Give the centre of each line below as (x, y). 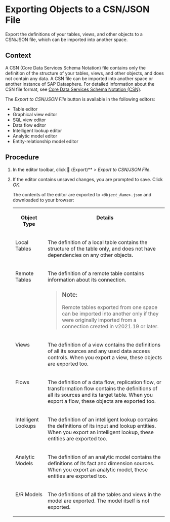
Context (18, 56)
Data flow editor (29, 125)
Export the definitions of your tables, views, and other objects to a (74, 34)
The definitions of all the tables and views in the (104, 495)
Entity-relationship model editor (45, 141)
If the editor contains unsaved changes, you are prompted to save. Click (88, 179)
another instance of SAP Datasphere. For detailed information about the (80, 84)
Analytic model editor (35, 136)
